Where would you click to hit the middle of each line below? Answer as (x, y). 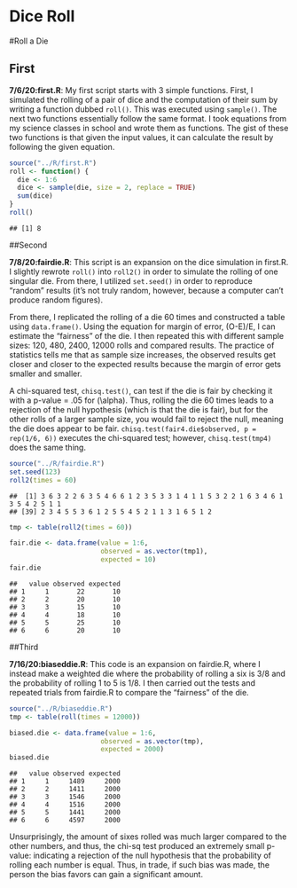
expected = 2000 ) (133, 750)
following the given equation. (62, 146)
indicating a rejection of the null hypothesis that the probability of (152, 856)
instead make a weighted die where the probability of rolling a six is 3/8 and (148, 673)
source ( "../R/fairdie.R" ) (57, 463)
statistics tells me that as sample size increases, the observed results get (143, 354)
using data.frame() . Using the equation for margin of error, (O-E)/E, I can (142, 326)
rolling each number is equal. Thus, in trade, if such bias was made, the (140, 865)
